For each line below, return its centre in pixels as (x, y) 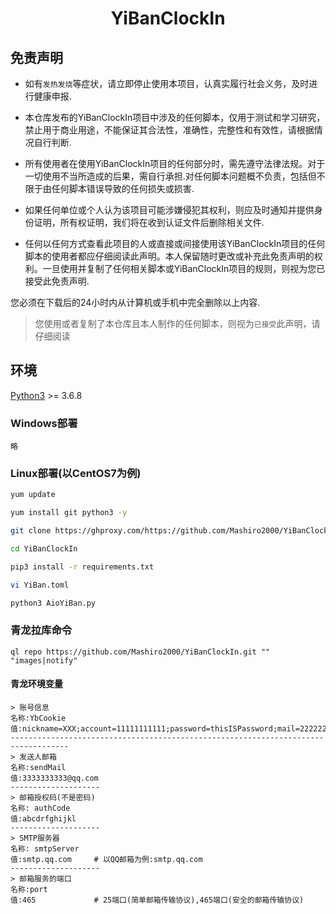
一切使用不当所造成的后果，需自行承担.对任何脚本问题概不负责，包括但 (170, 176)
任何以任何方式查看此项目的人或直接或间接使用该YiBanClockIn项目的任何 (175, 243)
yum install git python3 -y (69, 513)
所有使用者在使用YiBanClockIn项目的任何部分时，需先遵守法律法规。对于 (175, 163)
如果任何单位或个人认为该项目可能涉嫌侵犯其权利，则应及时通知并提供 (169, 210)
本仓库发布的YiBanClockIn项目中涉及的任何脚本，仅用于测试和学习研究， (175, 117)
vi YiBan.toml (40, 585)
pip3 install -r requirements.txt (82, 567)
